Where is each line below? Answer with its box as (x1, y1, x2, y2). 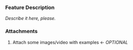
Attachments (5, 28, 38, 35)
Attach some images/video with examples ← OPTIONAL (12, 39, 128, 45)
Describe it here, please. (5, 15, 56, 21)
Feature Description (5, 4, 55, 11)
